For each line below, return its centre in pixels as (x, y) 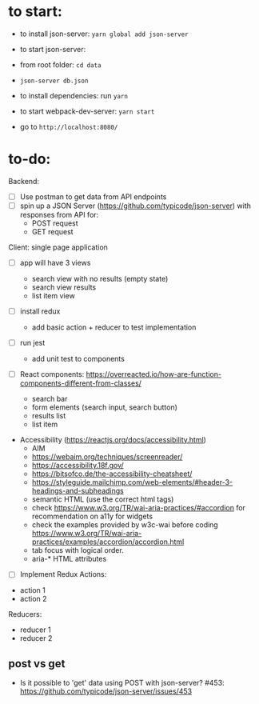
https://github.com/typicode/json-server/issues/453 (106, 691)
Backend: (24, 181)
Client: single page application (58, 247)
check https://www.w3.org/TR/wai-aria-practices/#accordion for (139, 508)
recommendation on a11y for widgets (92, 516)
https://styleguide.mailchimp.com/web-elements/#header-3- (132, 482)
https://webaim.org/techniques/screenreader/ (107, 457)
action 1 (32, 590)
